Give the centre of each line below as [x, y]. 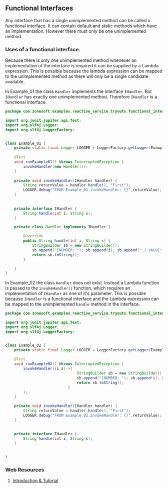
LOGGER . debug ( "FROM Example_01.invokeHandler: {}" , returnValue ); [93, 190]
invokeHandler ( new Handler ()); [56, 166]
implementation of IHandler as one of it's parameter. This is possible [76, 294]
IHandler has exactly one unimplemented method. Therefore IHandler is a [81, 97]
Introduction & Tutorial [35, 481]
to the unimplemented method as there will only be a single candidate [77, 76]
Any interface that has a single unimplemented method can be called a [78, 20]
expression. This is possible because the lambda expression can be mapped [84, 71]
